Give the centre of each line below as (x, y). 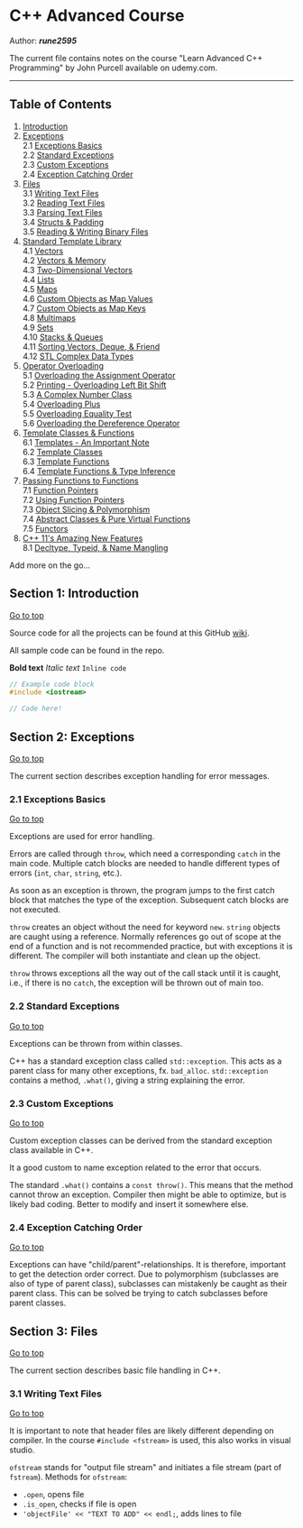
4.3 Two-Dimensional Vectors (78, 270)
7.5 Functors (45, 528)
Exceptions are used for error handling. (82, 837)
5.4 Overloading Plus (61, 404)
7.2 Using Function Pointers (73, 499)
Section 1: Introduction (74, 594)
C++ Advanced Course (97, 16)
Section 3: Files (54, 1331)
